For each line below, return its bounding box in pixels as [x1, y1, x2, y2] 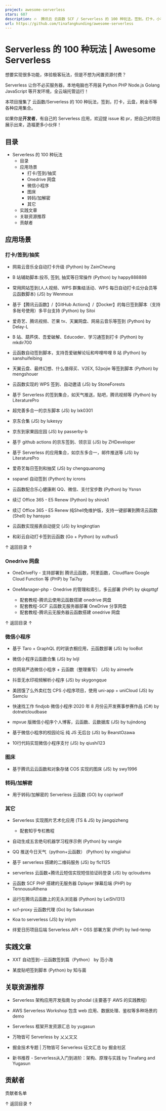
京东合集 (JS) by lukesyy [12, 418, 63, 424]
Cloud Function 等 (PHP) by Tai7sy [12, 576, 83, 581]
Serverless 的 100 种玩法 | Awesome [5, 44, 156, 55]
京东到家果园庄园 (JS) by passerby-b [12, 428, 88, 434]
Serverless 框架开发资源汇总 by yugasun [12, 1023, 95, 1029]
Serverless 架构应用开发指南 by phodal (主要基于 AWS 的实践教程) [12, 997, 147, 1003]
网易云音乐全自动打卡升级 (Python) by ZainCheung [12, 264, 116, 269]
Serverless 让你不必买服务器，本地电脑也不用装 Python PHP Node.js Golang [5, 82, 160, 88]
